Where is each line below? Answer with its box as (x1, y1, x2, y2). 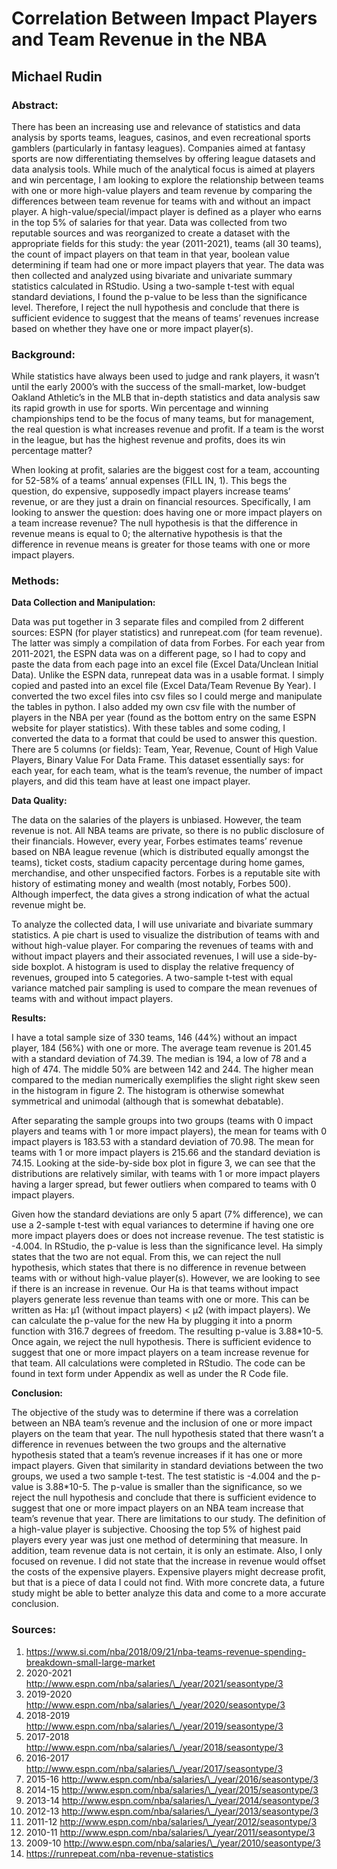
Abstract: (11, 98, 59, 112)
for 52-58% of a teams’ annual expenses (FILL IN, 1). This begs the (11, 475, 288, 487)
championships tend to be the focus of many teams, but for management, (11, 413, 315, 425)
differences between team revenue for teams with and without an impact (11, 195, 311, 207)
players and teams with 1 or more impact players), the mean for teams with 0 (11, 1125, 327, 1137)
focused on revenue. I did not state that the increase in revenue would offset (11, 1555, 326, 1567)
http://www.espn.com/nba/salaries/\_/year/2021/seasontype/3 (25, 1677, 284, 1689)
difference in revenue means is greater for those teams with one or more (11, 538, 311, 551)
